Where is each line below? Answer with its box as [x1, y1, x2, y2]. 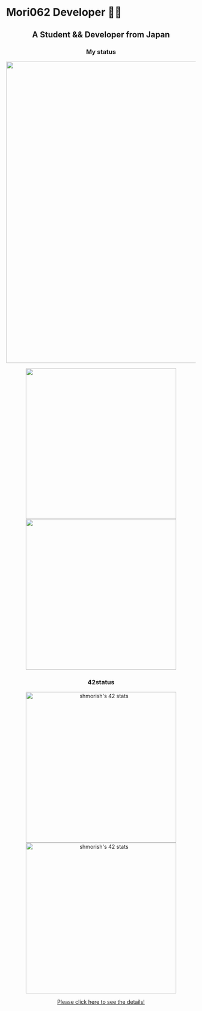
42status [87, 678, 115, 686]
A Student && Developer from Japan [32, 30, 170, 40]
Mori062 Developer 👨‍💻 [6, 5, 122, 19]
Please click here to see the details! [57, 998, 145, 1006]
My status [86, 48, 116, 56]
